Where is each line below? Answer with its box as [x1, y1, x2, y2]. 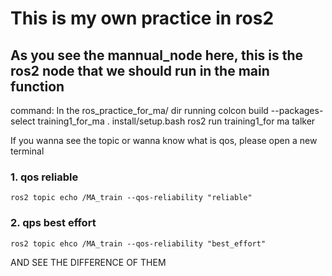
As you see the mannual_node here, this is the [10, 47, 304, 64]
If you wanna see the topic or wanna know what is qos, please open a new [10, 135, 318, 146]
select [10, 115, 36, 127]
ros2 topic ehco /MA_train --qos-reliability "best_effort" [10, 238, 267, 249]
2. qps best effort [10, 216, 97, 230]
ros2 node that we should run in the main [10, 62, 270, 79]
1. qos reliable [10, 170, 79, 184]
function [10, 78, 65, 95]
